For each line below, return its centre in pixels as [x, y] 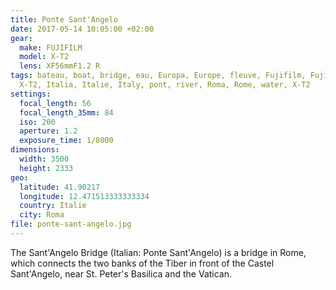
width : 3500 [44, 159]
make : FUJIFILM [51, 47]
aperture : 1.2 [48, 131]
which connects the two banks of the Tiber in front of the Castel [142, 263]
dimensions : [35, 150]
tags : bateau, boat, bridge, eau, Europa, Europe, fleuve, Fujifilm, [158, 76]
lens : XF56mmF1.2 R [60, 66]
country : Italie [53, 206]
